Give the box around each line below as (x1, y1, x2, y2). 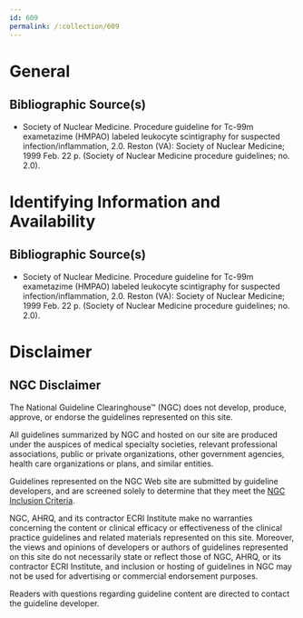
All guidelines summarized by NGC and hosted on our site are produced (9, 429, 279, 440)
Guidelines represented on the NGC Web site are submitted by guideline (9, 475, 279, 486)
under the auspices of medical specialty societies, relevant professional (9, 438, 279, 450)
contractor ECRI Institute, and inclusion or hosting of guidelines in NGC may (9, 561, 292, 572)
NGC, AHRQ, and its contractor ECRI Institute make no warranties (9, 513, 253, 523)
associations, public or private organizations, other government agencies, (9, 448, 285, 459)
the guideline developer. (9, 597, 100, 609)
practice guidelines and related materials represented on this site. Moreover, (9, 532, 295, 543)
